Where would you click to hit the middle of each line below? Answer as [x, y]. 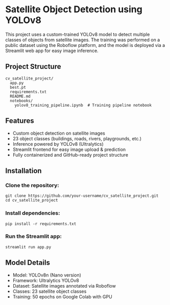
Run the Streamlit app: [34, 237]
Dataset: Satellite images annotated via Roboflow [64, 286]
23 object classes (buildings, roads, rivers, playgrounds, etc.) [77, 138]
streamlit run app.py [28, 247]
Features [20, 121]
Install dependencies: [33, 213]
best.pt [18, 87]
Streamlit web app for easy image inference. [52, 50]
